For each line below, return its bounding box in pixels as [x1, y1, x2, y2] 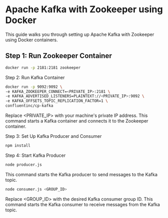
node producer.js [5, 162, 42, 167]
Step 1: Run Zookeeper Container [5, 52, 112, 60]
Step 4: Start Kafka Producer [5, 152, 66, 158]
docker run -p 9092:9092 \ [5, 84, 63, 89]
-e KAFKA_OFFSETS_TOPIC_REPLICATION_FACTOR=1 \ [5, 99, 108, 104]
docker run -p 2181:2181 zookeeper [5, 65, 81, 70]
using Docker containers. [5, 37, 58, 43]
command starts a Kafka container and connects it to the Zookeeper [5, 118, 149, 124]
